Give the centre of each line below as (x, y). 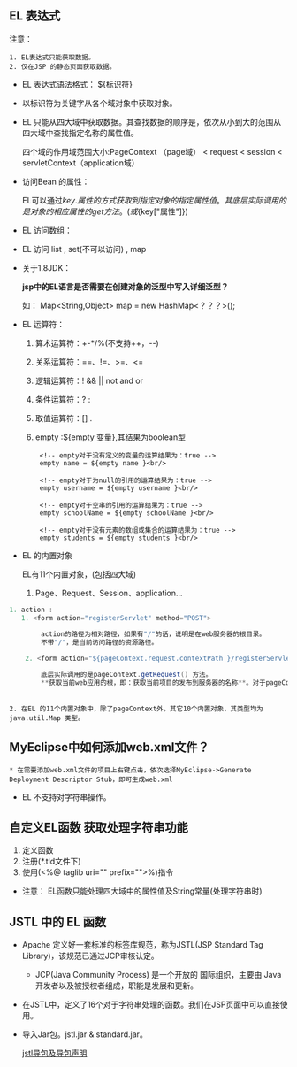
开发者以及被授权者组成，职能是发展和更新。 (117, 986)
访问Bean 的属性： (56, 181)
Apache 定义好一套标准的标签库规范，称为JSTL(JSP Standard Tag (142, 945)
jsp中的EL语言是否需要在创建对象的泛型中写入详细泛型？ (125, 287)
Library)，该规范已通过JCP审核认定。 (90, 956)
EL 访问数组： (47, 230)
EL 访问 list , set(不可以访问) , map (84, 249)
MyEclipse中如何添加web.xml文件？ (109, 747)
